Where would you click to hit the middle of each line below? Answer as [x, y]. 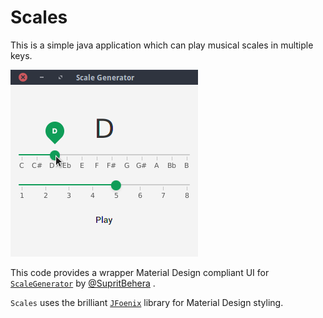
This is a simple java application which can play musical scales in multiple [162, 45]
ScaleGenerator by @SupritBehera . [83, 283]
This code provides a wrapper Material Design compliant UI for [140, 272]
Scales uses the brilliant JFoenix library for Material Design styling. [147, 302]
